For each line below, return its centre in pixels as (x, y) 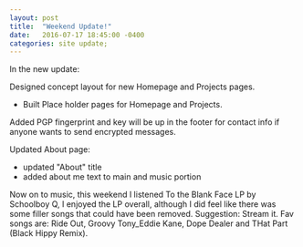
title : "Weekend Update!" (61, 26)
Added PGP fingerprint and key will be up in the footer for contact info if (145, 122)
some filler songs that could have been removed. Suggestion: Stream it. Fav (152, 214)
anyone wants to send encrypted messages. (93, 132)
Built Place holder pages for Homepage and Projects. (122, 105)
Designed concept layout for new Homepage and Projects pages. (132, 87)
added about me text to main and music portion (112, 177)
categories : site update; (58, 43)
